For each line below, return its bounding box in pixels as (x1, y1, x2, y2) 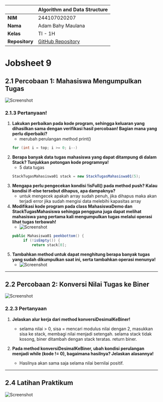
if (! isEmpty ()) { (23, 238, 61, 243)
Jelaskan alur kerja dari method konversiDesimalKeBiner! (12, 316, 130, 322)
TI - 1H (38, 30, 55, 37)
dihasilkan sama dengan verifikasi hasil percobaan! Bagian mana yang (12, 126, 157, 132)
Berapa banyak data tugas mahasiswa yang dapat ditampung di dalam (12, 154, 157, 160)
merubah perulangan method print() (19, 136, 91, 142)
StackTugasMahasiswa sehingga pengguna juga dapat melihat (12, 209, 142, 214)
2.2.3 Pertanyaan (5, 305, 47, 312)
